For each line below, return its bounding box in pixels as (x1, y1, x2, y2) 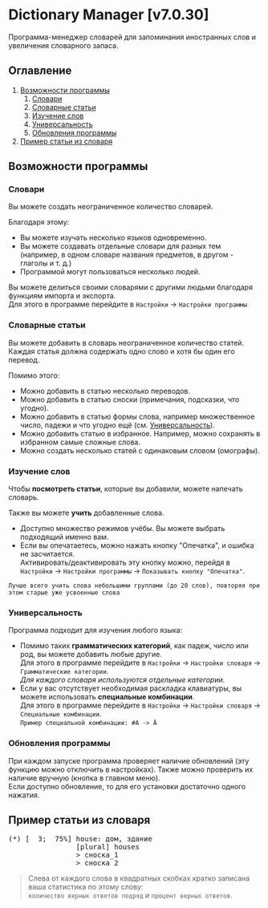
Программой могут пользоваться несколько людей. (19, 267, 201, 277)
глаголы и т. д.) (19, 258, 72, 268)
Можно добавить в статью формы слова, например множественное (19, 411, 255, 421)
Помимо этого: (8, 371, 60, 380)
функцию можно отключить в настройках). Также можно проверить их (8, 764, 254, 774)
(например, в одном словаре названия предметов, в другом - (19, 250, 234, 260)
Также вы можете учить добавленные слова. (8, 508, 164, 518)
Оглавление (8, 64, 72, 78)
